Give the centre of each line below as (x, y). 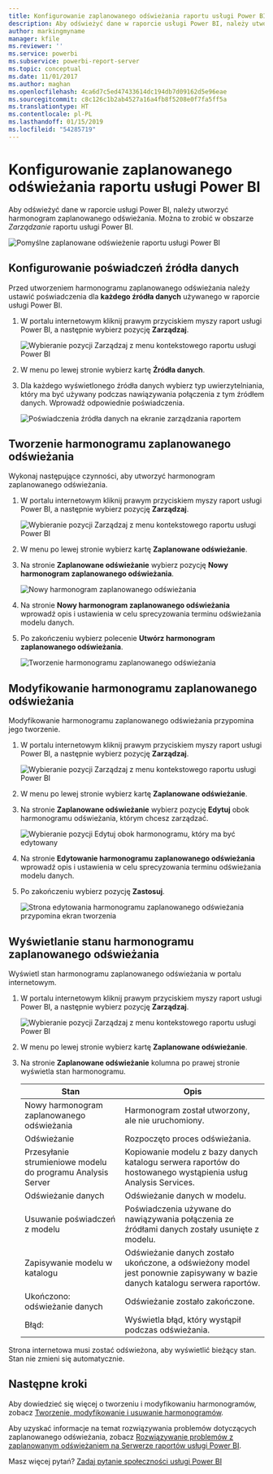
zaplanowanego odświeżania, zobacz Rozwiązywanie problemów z (121, 1437)
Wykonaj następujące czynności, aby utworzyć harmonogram (112, 476)
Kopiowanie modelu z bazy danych (191, 1152)
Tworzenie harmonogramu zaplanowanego (120, 444)
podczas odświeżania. (167, 1329)
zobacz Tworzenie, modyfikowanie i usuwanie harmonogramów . (116, 1412)
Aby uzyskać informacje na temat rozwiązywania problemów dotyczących (133, 1428)
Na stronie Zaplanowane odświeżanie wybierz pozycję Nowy (124, 565)
